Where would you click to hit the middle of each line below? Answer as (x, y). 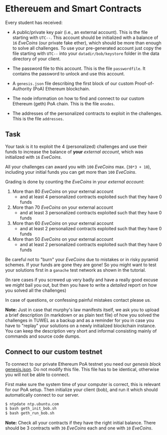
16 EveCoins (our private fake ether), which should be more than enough (87, 42)
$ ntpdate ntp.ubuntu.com (32, 404)
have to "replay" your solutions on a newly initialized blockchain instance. (81, 326)
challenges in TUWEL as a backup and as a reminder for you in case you (80, 320)
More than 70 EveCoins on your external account (63, 207)
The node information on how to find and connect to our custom (78, 98)
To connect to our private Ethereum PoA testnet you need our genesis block (83, 364)
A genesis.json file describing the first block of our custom (73, 83)
